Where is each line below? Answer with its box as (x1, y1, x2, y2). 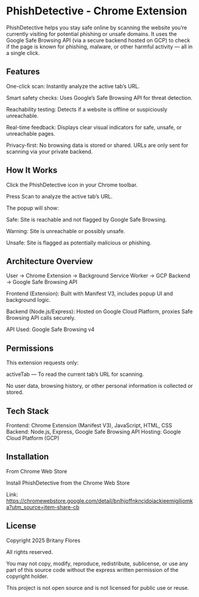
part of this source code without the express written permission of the (6, 566, 179, 573)
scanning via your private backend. (6, 148, 93, 155)
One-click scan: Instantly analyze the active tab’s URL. (6, 82, 140, 90)
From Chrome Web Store (6, 467, 68, 474)
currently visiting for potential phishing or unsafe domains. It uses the (6, 30, 177, 37)
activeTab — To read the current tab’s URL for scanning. (6, 371, 145, 378)
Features (6, 67, 40, 77)
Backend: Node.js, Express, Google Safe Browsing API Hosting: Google (6, 428, 181, 435)
